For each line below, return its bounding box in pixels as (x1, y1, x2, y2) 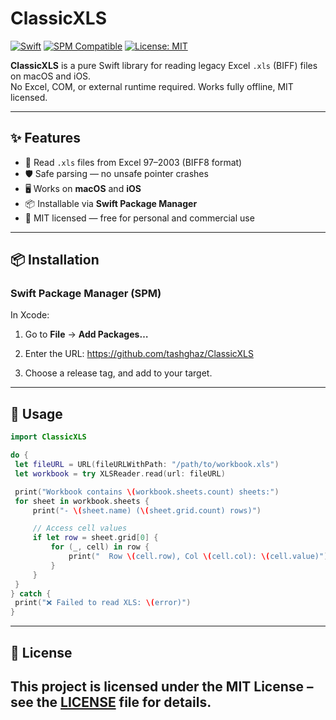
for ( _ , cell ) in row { (50, 542, 150, 552)
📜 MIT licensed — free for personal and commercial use (24, 212, 255, 224)
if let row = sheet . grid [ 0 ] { (32, 533, 159, 543)
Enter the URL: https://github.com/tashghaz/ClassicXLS (24, 348, 254, 360)
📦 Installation (10, 252, 100, 269)
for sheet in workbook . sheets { (14, 496, 150, 506)
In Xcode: (10, 309, 50, 321)
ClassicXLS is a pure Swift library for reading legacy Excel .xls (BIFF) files (10, 59, 318, 71)
